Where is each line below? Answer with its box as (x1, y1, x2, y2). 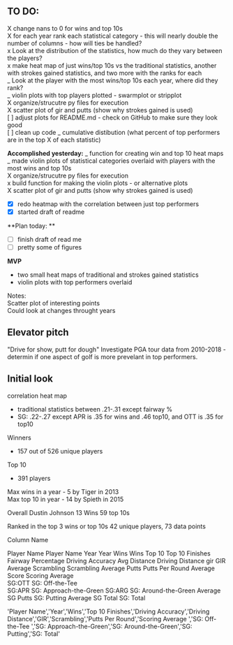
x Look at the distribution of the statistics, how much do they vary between (7, 46, 223, 55)
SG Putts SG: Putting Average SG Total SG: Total (7, 593, 146, 602)
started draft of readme (17, 208, 85, 216)
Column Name (7, 535, 49, 544)
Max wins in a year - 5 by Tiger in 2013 (7, 487, 119, 495)
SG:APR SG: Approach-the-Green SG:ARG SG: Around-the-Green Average (7, 586, 221, 595)
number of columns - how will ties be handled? (7, 38, 142, 48)
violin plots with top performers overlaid (17, 278, 133, 287)
